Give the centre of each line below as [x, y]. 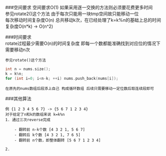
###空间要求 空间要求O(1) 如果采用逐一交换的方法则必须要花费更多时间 [79, 7]
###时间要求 [18, 37]
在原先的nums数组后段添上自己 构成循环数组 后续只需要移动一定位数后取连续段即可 [80, 88]
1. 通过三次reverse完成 [28, 120]
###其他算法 [18, 98]
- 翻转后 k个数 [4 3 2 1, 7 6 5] [47, 135]
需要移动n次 [18, 50]
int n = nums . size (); [28, 69]
